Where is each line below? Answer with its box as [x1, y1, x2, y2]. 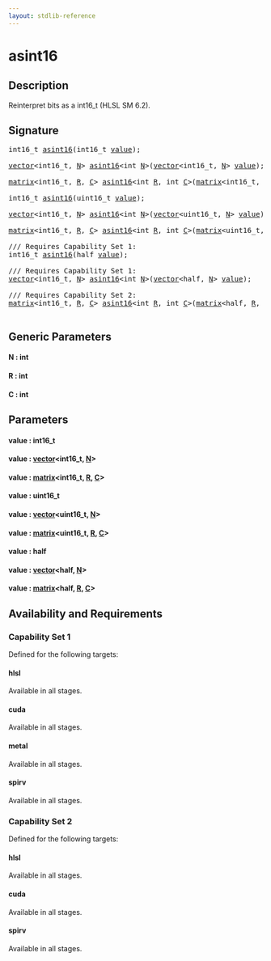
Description [8, 78, 69, 93]
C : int [8, 389, 29, 399]
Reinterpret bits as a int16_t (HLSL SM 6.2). [8, 100, 151, 110]
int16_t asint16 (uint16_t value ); [8, 193, 146, 203]
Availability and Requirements [8, 607, 163, 620]
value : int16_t [8, 435, 56, 445]
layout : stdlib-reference [8, 11, 95, 20]
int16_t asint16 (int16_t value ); [8, 145, 142, 155]
